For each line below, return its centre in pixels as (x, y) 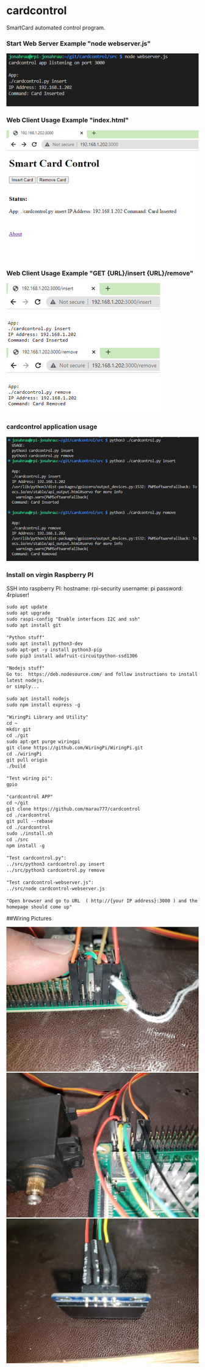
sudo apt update (27, 607)
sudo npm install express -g (43, 705)
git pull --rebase (30, 821)
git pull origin (27, 760)
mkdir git (19, 729)
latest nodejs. (26, 680)
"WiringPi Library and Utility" (47, 717)
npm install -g (26, 846)
